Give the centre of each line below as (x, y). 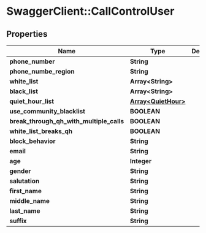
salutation (25, 181)
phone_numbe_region (42, 71)
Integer (141, 161)
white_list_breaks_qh (41, 131)
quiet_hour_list (32, 101)
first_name (25, 191)
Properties (27, 34)
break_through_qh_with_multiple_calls (67, 121)
